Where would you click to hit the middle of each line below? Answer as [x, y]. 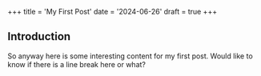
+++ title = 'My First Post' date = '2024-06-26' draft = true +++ [112, 12]
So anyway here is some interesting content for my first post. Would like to [130, 56]
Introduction [39, 36]
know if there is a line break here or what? [76, 64]
